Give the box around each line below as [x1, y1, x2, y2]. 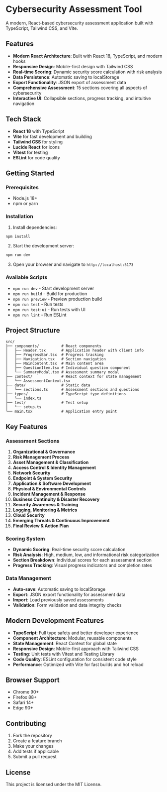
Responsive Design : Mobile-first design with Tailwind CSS [12, 63, 133, 69]
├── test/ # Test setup [5, 400, 88, 405]
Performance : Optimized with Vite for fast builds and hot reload [12, 661, 144, 668]
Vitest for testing [12, 149, 48, 155]
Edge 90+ [12, 705, 34, 711]
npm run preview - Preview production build [12, 296, 102, 302]
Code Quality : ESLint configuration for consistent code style [12, 656, 137, 662]
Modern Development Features [5, 616, 104, 625]
